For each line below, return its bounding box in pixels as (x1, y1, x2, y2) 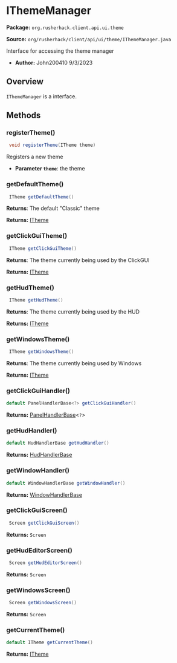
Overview (6, 76, 44, 87)
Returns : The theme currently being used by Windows (6, 360, 142, 367)
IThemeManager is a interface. (6, 92, 77, 100)
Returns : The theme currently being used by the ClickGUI (6, 256, 150, 264)
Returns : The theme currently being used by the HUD (6, 308, 140, 315)
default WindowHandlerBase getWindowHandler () (6, 480, 126, 486)
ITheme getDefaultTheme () (8, 194, 74, 200)
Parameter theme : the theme (14, 165, 86, 172)
